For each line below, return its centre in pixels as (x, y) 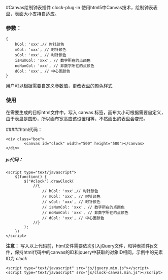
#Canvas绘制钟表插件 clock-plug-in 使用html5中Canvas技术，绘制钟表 (80, 7)
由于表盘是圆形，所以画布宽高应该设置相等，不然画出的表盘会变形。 (77, 119)
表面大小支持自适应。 (37, 14)
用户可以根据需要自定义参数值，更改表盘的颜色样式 (59, 86)
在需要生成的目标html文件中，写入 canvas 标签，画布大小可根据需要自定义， (86, 112)
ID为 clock (16, 258)
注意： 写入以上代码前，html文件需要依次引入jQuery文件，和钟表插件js (80, 246)
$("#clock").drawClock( (49, 181)
